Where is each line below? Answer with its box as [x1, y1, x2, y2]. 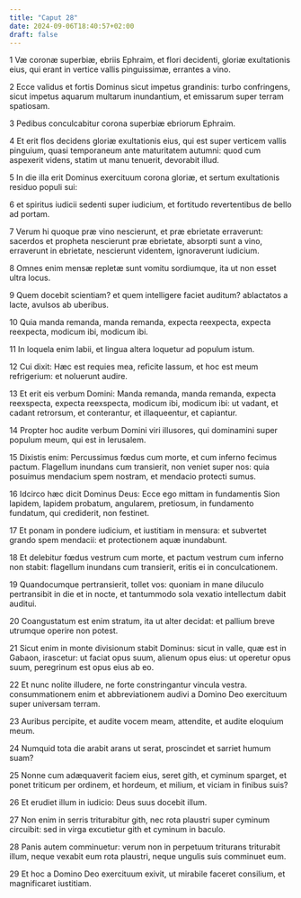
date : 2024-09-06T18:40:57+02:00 [9, 22, 135, 31]
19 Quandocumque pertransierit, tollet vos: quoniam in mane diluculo [9, 579, 264, 590]
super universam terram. [9, 699, 101, 710]
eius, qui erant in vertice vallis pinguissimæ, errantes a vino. [9, 64, 232, 75]
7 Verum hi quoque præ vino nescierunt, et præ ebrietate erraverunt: [9, 226, 263, 237]
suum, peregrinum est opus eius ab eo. [9, 662, 155, 673]
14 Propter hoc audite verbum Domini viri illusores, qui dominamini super [9, 425, 279, 436]
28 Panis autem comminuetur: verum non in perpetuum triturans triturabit [9, 841, 281, 852]
